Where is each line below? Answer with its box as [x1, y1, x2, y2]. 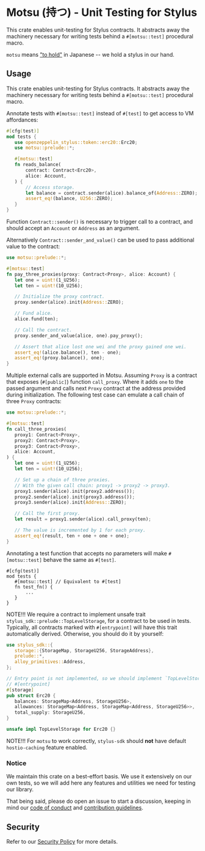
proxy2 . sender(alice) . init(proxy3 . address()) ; [14, 494, 135, 500]
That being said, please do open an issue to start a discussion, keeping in [6, 797, 191, 805]
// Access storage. [25, 184, 75, 190]
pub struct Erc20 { [6, 692, 56, 698]
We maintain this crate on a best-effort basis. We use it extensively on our [6, 773, 192, 780]
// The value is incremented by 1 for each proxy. [14, 527, 146, 533]
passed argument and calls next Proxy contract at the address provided [6, 385, 186, 392]
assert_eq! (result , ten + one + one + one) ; [14, 533, 130, 539]
